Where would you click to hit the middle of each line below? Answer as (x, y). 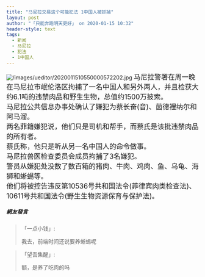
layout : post (23, 18)
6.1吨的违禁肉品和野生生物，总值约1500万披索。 (90, 97)
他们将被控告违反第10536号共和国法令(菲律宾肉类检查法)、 (101, 186)
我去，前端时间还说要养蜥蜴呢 (59, 241)
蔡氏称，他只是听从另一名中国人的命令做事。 (78, 146)
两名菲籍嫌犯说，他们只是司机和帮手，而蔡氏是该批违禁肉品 (103, 127)
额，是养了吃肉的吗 (45, 267)
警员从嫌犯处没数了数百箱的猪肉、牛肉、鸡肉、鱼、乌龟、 (99, 166)
